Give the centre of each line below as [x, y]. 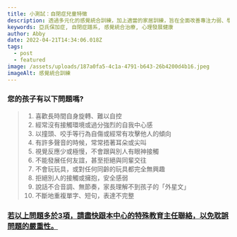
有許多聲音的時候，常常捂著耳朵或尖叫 [91, 142]
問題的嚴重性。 [33, 226]
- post [23, 54]
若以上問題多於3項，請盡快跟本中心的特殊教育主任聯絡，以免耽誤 [118, 215]
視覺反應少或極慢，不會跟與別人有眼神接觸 [97, 151]
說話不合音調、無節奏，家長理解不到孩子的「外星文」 [113, 186]
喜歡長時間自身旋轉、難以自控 [78, 116]
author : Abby [26, 34]
